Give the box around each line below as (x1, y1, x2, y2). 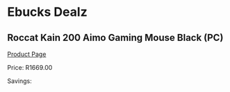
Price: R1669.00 (7, 64, 53, 71)
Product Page (7, 50, 47, 58)
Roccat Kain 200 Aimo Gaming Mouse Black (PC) (7, 32, 224, 44)
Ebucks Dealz (7, 4, 88, 20)
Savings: (7, 77, 33, 85)
